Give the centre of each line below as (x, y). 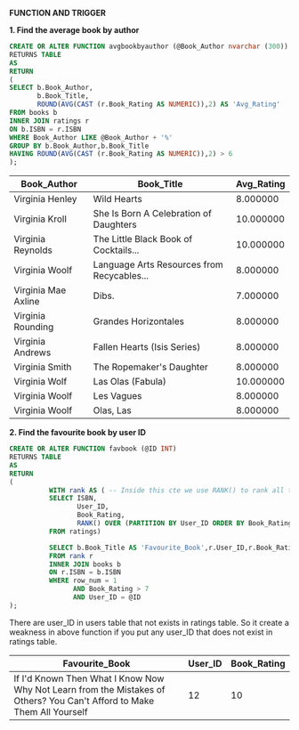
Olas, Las (112, 410)
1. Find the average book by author (74, 30)
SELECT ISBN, (73, 499)
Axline (27, 302)
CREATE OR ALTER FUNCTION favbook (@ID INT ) (93, 449)
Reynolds (33, 250)
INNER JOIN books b (85, 564)
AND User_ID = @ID (107, 597)
